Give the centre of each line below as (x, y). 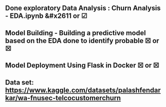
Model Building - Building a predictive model (75, 33)
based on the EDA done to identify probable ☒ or (82, 41)
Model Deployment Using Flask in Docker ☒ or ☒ (82, 65)
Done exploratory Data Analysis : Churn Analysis (83, 8)
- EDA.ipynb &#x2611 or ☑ (46, 16)
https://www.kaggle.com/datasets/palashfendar (83, 90)
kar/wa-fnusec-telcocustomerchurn (63, 98)
